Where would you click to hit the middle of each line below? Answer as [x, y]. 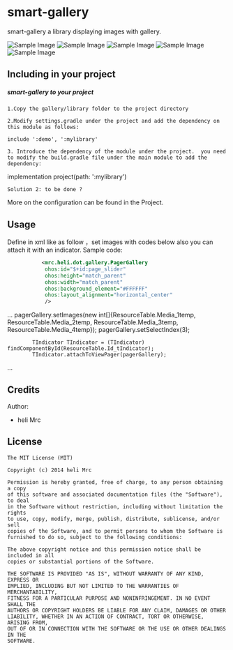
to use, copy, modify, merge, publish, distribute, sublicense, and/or [113, 519]
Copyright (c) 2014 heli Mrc [50, 470]
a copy [17, 488]
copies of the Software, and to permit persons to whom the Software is [115, 531]
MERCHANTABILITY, [32, 592]
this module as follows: [43, 127]
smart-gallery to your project [51, 92]
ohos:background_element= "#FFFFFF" [96, 289]
